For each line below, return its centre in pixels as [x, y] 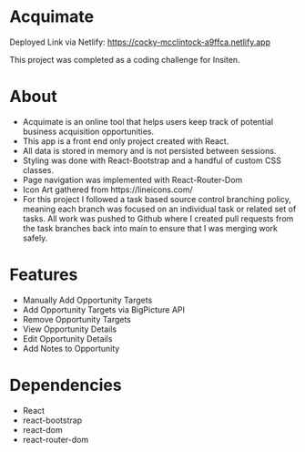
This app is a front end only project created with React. [126, 141]
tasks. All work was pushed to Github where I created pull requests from [158, 218]
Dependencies [66, 385]
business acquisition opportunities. [88, 131]
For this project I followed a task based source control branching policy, [157, 199]
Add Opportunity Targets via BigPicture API [103, 309]
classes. [38, 169]
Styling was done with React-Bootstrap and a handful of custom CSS [152, 160]
